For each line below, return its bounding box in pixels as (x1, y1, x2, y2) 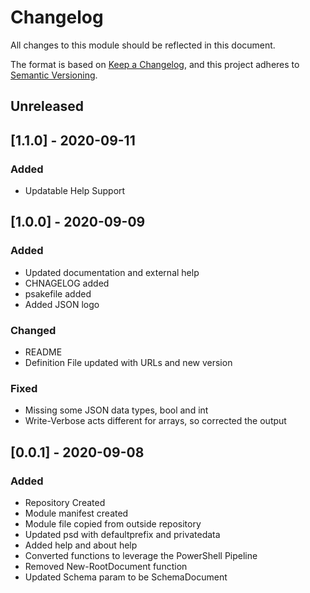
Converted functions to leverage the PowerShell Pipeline (24, 549, 258, 561)
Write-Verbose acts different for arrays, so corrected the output (24, 415, 287, 427)
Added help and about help (24, 539, 138, 551)
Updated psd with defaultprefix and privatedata (24, 528, 221, 540)
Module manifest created (24, 507, 129, 519)
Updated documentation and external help (24, 266, 200, 278)
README (24, 346, 63, 358)
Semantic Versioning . (10, 69, 98, 81)
